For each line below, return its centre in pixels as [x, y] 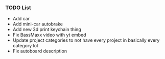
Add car [21, 19]
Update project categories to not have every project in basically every [86, 40]
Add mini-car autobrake [38, 24]
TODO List [18, 8]
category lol [25, 46]
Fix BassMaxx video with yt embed [49, 35]
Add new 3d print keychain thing [47, 29]
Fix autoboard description [40, 51]
